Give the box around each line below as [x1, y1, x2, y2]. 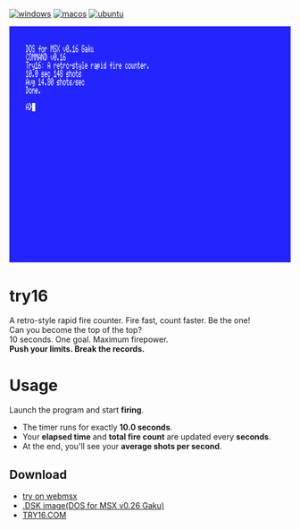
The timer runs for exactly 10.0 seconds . [21, 422, 173, 433]
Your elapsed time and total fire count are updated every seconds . [21, 431, 271, 442]
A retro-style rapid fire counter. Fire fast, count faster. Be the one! [9, 315, 251, 326]
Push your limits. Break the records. [9, 344, 146, 354]
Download [9, 466, 67, 482]
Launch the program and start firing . [9, 405, 145, 415]
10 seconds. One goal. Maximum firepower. [9, 334, 169, 345]
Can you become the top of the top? [9, 325, 143, 336]
